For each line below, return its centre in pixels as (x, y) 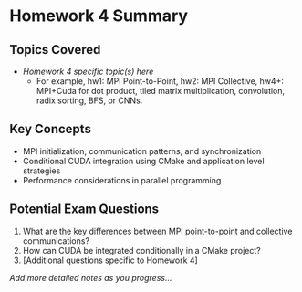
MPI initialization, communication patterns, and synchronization (142, 151)
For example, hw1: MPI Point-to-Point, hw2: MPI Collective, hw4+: (160, 81)
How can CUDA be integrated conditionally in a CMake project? (142, 250)
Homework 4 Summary (99, 16)
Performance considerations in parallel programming (122, 180)
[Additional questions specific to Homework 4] (110, 260)
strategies (42, 171)
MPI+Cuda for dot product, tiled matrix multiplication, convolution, (161, 91)
